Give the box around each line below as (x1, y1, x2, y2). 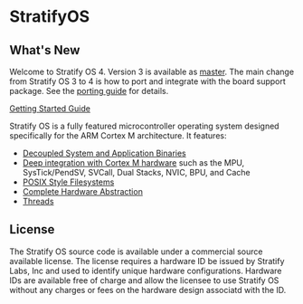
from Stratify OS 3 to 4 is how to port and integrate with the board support (9, 76, 287, 87)
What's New (9, 43, 80, 58)
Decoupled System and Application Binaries (22, 147, 187, 158)
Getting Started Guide (9, 103, 90, 114)
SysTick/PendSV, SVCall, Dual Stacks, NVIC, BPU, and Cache (22, 167, 251, 177)
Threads (22, 196, 54, 206)
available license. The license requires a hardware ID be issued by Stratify (9, 255, 285, 266)
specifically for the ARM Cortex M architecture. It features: (9, 130, 227, 141)
